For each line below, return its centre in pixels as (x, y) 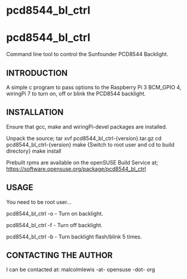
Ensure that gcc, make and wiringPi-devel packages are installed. (87, 126)
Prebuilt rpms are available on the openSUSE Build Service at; (82, 162)
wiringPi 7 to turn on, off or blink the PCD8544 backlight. (76, 94)
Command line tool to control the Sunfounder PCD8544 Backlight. (87, 54)
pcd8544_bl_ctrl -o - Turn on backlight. (55, 213)
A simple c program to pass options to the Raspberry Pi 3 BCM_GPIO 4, (94, 87)
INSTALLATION (35, 112)
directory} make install (34, 151)
